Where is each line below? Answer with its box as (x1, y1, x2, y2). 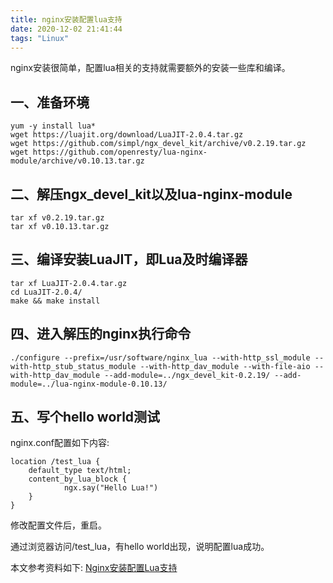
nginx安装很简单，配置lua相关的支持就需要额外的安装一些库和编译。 (10, 62, 291, 74)
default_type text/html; (28, 466, 132, 476)
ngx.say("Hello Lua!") (63, 483, 159, 493)
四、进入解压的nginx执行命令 (10, 326, 192, 343)
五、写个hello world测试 (10, 409, 161, 426)
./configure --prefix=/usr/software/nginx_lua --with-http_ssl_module (10, 352, 311, 363)
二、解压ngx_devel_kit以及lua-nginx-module (10, 186, 293, 203)
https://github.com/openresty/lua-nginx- (32, 147, 208, 158)
